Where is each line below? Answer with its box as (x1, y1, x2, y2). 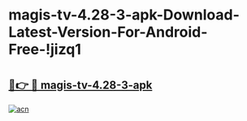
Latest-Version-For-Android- (8, 23, 208, 41)
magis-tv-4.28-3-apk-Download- (8, 6, 240, 24)
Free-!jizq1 (8, 41, 81, 58)
